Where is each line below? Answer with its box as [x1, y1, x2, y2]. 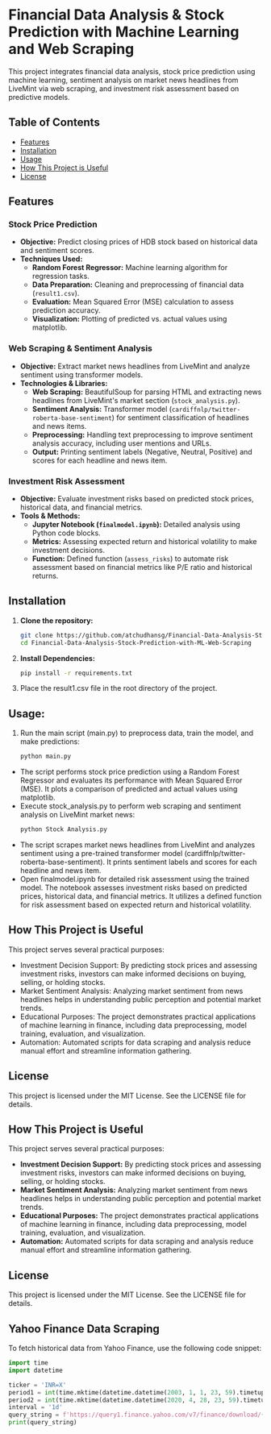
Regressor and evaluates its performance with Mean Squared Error [19, 775, 243, 785]
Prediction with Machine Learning [8, 23, 240, 41]
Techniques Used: [19, 254, 83, 264]
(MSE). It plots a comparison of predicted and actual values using [19, 784, 238, 794]
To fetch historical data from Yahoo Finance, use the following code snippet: [8, 1344, 262, 1353]
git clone [19, 631, 54, 639]
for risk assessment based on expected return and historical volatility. [19, 900, 252, 910]
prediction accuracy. [31, 306, 101, 315]
